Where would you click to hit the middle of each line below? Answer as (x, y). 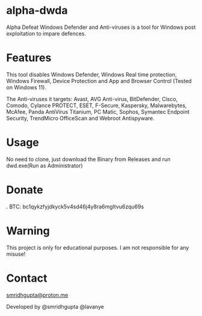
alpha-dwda (37, 11)
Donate (25, 190)
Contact (27, 278)
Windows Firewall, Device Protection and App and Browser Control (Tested (99, 81)
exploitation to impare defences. (46, 33)
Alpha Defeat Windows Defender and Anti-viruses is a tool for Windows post (101, 27)
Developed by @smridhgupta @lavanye (55, 306)
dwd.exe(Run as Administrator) (44, 166)
